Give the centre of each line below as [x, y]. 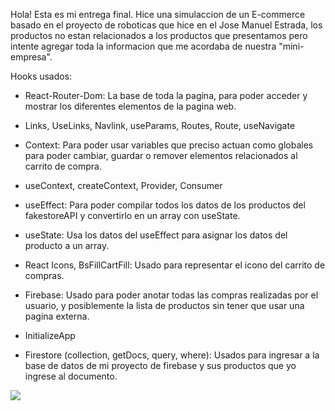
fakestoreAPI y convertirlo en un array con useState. [132, 215]
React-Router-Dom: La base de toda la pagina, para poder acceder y [166, 95]
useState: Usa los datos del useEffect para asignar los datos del [156, 235]
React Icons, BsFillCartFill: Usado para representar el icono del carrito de [175, 265]
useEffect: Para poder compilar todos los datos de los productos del [165, 205]
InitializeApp [50, 335]
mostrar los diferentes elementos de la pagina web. [130, 106]
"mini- [291, 46]
